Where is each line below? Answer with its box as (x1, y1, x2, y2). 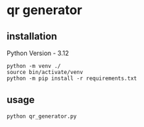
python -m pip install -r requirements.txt (6, 75, 138, 82)
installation (6, 30, 57, 42)
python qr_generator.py (6, 112, 77, 120)
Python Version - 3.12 (6, 49, 70, 57)
